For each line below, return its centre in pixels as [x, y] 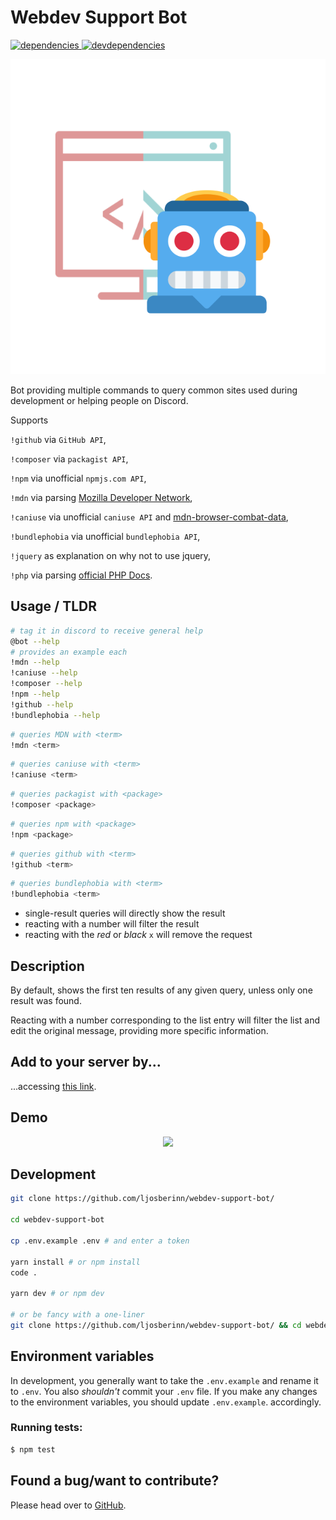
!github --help [42, 704]
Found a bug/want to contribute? [115, 1481]
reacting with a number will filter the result [112, 924]
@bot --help [35, 641]
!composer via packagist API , [69, 458]
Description [47, 966]
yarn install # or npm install [75, 1262]
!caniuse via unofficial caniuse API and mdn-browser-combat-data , [149, 517]
